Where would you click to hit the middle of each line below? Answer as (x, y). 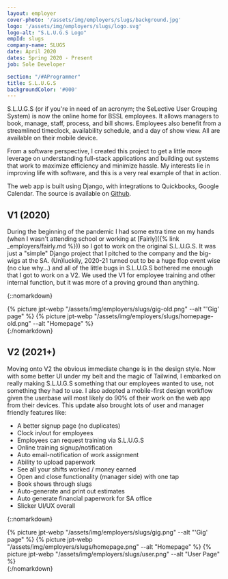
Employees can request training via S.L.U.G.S (81, 440)
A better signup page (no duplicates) (69, 426)
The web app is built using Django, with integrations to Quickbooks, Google (113, 186)
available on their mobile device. (53, 138)
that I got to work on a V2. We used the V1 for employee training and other (111, 275)
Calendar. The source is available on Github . (69, 194)
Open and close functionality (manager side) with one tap (98, 476)
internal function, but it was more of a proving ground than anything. (103, 283)
